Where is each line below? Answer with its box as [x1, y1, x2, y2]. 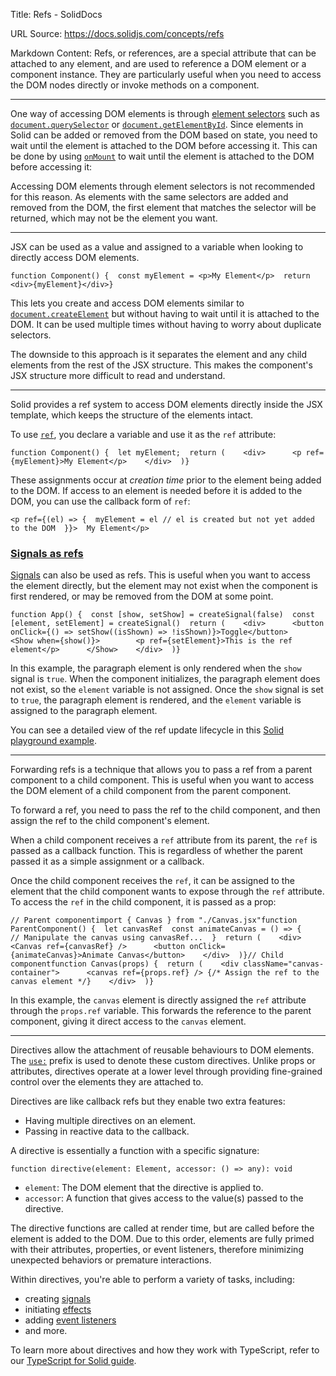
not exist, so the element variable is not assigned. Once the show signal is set [10, 684, 324, 696]
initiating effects [24, 1304, 92, 1316]
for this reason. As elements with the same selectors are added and [10, 191, 289, 203]
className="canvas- [243, 959, 325, 969]
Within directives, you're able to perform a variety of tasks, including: [10, 1274, 295, 1286]
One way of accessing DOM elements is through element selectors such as [10, 108, 320, 119]
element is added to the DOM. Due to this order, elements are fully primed [10, 1233, 315, 1245]
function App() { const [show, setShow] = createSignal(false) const [10, 610, 315, 620]
